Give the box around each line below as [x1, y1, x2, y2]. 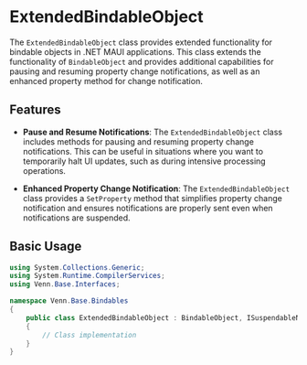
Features [9, 102, 61, 118]
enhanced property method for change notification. [9, 75, 203, 86]
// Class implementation [42, 330, 137, 339]
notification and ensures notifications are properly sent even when [22, 202, 273, 213]
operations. [22, 165, 67, 176]
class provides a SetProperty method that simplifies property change [22, 192, 283, 203]
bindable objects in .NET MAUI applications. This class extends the [9, 46, 262, 57]
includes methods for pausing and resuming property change [22, 135, 254, 147]
